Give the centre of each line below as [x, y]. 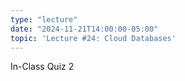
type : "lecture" [44, 19]
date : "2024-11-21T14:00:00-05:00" [84, 29]
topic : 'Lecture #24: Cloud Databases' [93, 38]
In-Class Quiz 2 [42, 67]
